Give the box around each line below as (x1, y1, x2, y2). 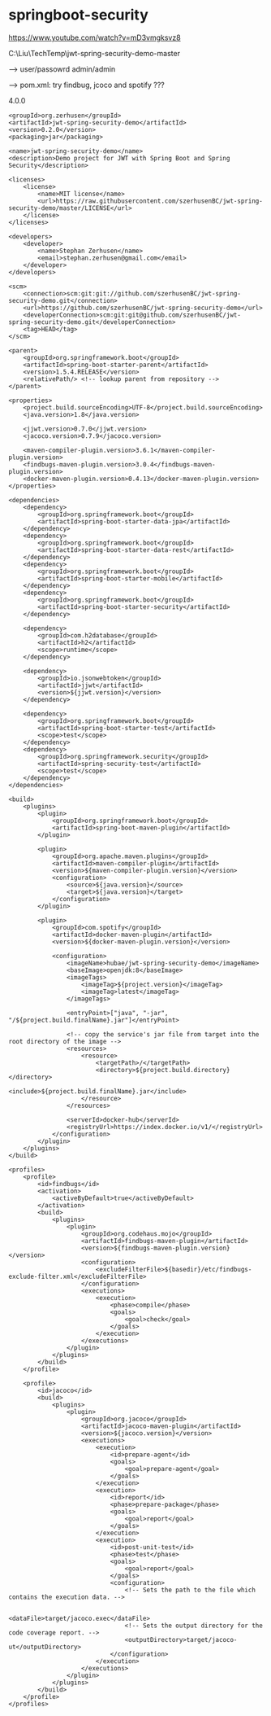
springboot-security (8, 6, 148, 24)
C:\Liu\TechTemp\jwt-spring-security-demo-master (8, 48, 181, 58)
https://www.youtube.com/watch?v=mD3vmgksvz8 (8, 33, 181, 42)
